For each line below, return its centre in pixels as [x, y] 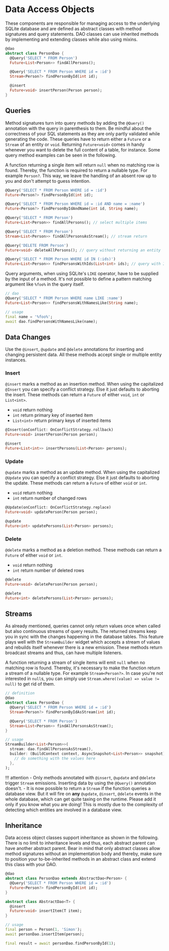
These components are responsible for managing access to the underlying [82, 23]
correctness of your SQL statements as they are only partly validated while [82, 134]
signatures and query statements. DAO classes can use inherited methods [82, 34]
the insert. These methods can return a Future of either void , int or [75, 395]
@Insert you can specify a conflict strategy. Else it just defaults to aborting [82, 389]
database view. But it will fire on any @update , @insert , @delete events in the [83, 794]
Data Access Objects [50, 9]
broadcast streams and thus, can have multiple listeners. [64, 653]
